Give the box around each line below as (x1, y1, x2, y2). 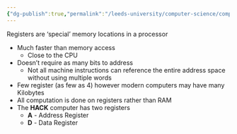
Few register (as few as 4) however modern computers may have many (16, 80, 225, 89)
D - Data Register (27, 118, 79, 127)
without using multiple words (27, 73, 112, 82)
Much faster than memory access (16, 43, 116, 51)
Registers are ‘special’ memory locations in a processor (6, 30, 168, 38)
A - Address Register (27, 111, 89, 119)
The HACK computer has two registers (16, 103, 130, 111)
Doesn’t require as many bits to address (16, 58, 134, 67)
